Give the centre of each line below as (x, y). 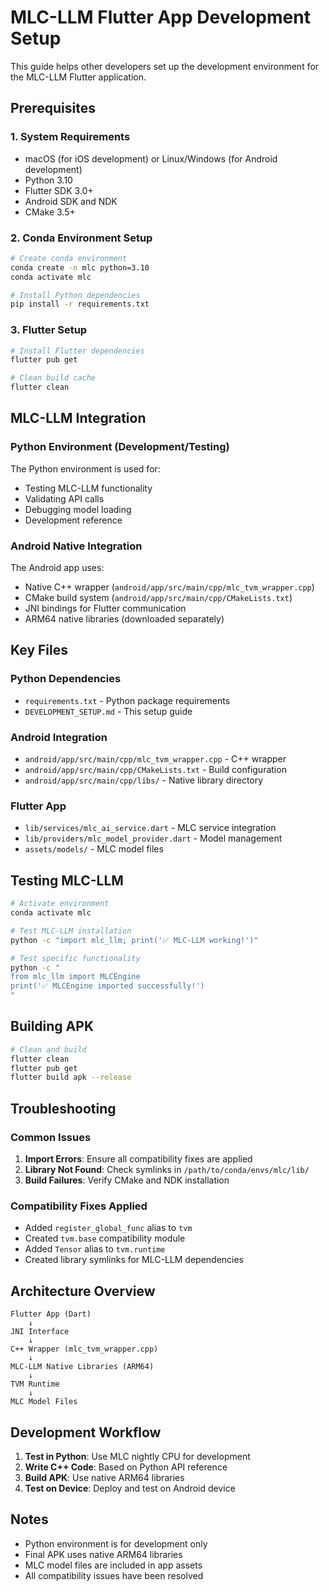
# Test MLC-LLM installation (71, 931)
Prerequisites (53, 108)
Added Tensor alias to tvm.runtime (95, 1249)
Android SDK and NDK (71, 201)
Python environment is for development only (116, 1543)
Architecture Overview (83, 1291)
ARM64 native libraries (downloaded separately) (124, 619)
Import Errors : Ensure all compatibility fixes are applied (138, 1159)
